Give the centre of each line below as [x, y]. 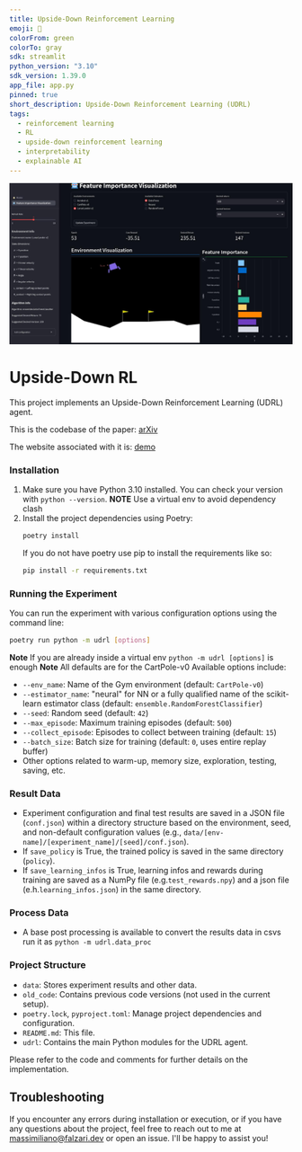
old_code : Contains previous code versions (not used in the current [147, 994]
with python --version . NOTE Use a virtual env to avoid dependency [149, 499]
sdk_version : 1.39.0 [48, 76]
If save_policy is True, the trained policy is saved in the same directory [153, 851]
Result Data [35, 793]
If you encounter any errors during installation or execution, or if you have [146, 1119]
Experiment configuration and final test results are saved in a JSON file [153, 813]
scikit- [278, 694]
